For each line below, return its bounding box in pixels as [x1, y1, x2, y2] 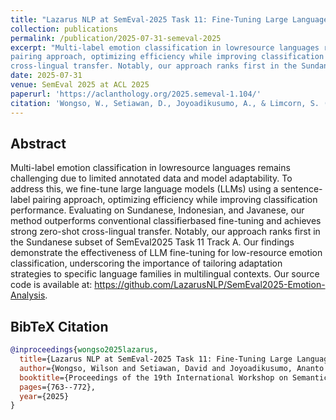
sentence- [280, 183, 323, 195]
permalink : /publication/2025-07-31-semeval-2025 [10, 33, 222, 43]
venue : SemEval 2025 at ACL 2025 [10, 80, 150, 90]
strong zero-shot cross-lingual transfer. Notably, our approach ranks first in [10, 226, 321, 238]
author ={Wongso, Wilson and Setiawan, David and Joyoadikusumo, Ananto [19, 363, 325, 373]
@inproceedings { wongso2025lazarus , [10, 345, 159, 355]
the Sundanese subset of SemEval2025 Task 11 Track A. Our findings [10, 236, 295, 248]
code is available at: [10, 279, 93, 291]
